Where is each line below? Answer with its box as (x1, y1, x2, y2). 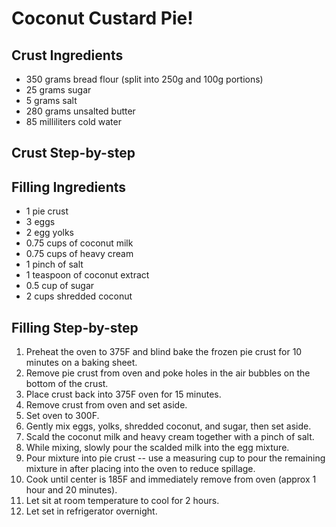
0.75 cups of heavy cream (25, 248, 134, 260)
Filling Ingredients (11, 178, 127, 196)
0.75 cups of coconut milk (25, 237, 134, 249)
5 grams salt (25, 95, 78, 106)
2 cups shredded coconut (25, 290, 133, 302)
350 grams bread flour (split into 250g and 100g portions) (25, 73, 264, 85)
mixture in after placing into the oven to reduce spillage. (25, 463, 256, 475)
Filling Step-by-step (11, 319, 139, 336)
